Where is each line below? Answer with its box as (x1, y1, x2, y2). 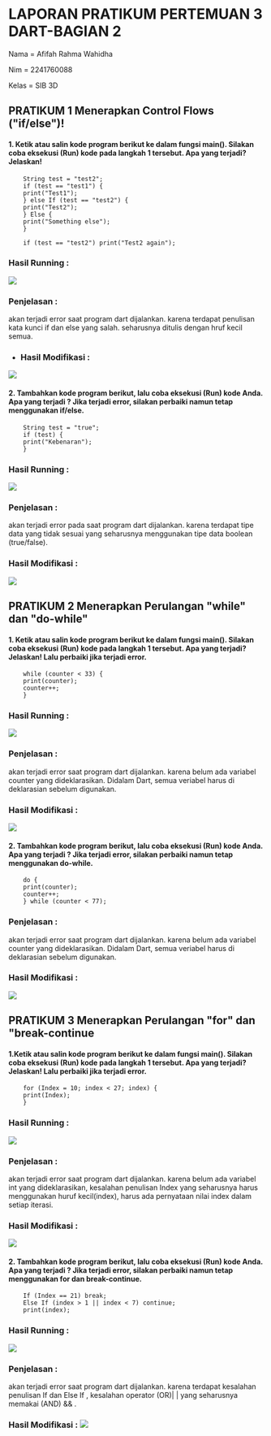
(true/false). (8, 538, 49, 547)
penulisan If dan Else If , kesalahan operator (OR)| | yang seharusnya (8, 1391, 238, 1400)
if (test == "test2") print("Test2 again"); (23, 239, 176, 247)
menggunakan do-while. (8, 858, 93, 867)
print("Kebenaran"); (23, 438, 92, 446)
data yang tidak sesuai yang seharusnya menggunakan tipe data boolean (8, 529, 253, 538)
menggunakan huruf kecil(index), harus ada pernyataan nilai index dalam (8, 1191, 252, 1200)
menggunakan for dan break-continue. (8, 1274, 142, 1283)
